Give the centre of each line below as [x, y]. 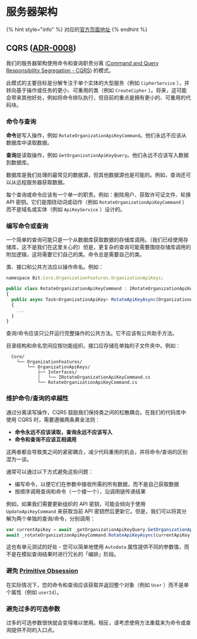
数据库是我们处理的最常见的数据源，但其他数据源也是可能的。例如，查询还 [96, 175]
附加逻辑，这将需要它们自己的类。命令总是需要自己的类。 [75, 254]
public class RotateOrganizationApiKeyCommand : [67, 289]
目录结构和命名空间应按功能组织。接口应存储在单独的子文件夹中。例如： [93, 346]
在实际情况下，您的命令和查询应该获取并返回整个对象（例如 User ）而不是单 [98, 584]
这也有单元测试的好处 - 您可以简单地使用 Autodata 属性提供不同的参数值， [95, 547]
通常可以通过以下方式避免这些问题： [50, 471]
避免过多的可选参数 [33, 609]
